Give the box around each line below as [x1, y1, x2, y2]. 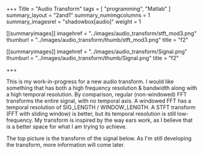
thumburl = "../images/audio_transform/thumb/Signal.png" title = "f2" [6, 55, 179, 61]
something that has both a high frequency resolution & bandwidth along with [6, 84, 198, 92]
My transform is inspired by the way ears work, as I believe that [34, 116, 193, 124]
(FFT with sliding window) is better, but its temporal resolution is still [6, 110, 176, 117]
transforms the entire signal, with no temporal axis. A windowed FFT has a [6, 97, 191, 104]
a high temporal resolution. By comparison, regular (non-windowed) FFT [6, 91, 187, 98]
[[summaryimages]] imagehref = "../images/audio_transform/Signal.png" [6, 48, 188, 55]
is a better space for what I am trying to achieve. [6, 123, 127, 130]
